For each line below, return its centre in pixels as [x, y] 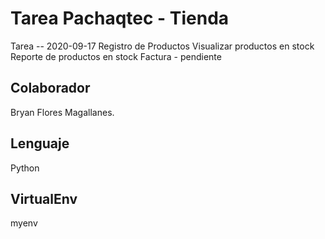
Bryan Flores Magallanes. [62, 112]
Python [25, 168]
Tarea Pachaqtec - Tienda [120, 18]
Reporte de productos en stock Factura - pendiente [116, 56]
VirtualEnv [44, 198]
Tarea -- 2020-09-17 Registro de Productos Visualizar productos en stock [162, 46]
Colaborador [50, 88]
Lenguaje [40, 143]
